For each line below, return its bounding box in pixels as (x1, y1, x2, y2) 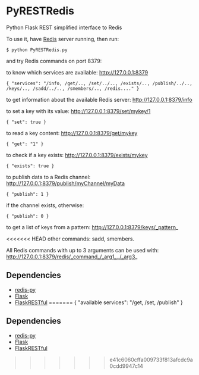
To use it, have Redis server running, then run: (6, 35, 119, 42)
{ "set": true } (6, 119, 46, 125)
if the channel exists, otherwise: (6, 201, 84, 209)
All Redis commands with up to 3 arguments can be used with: (6, 246, 159, 254)
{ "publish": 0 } (6, 213, 49, 219)
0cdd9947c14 (109, 362, 144, 370)
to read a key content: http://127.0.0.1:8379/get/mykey (6, 129, 138, 136)
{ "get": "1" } (6, 141, 44, 147)
